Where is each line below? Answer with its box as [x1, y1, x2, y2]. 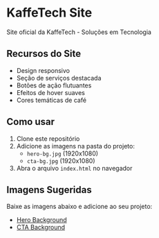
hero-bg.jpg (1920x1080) [26, 149, 98, 158]
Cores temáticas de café [16, 96, 87, 104]
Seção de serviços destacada [16, 74, 102, 82]
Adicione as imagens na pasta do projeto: [16, 142, 135, 150]
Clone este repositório [16, 134, 80, 143]
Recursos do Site [6, 48, 81, 60]
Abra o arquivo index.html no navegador [16, 164, 133, 172]
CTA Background [16, 223, 65, 232]
